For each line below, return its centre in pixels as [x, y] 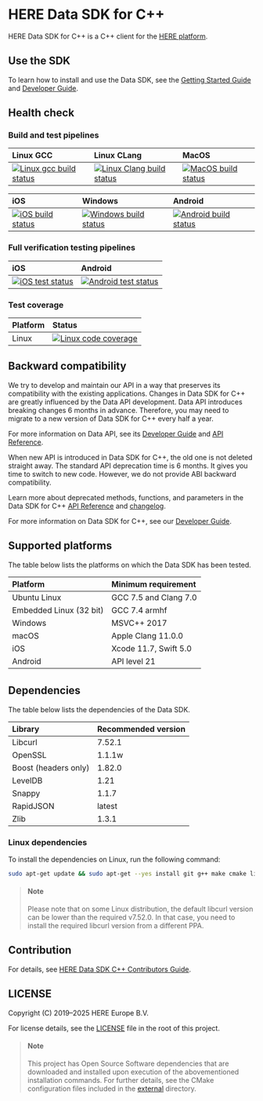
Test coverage [36, 305]
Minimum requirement [154, 584]
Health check [41, 113]
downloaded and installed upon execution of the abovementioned [133, 1072]
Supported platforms [60, 546]
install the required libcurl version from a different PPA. [115, 926]
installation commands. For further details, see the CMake [121, 1080]
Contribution [40, 951]
